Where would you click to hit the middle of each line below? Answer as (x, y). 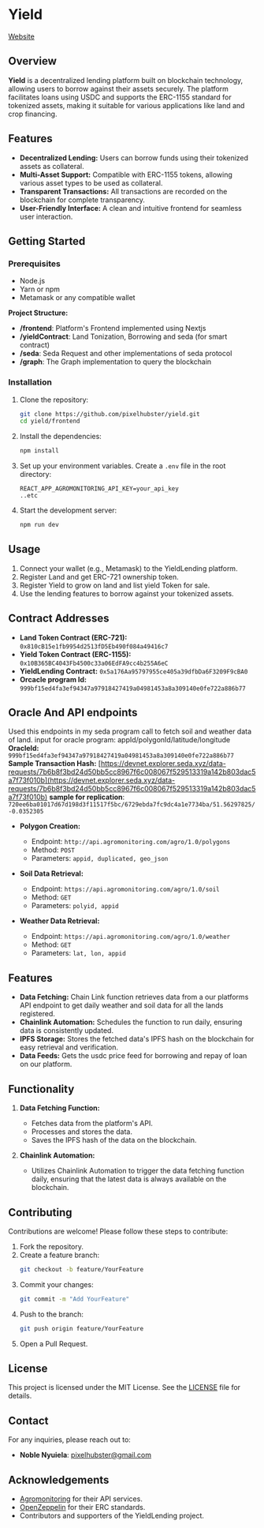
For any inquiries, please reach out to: (70, 1440)
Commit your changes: (56, 1284)
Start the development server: (68, 510)
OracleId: (24, 749)
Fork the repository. (52, 1246)
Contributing (40, 1213)
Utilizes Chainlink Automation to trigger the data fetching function (138, 1171)
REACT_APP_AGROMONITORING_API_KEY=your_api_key (99, 489)
